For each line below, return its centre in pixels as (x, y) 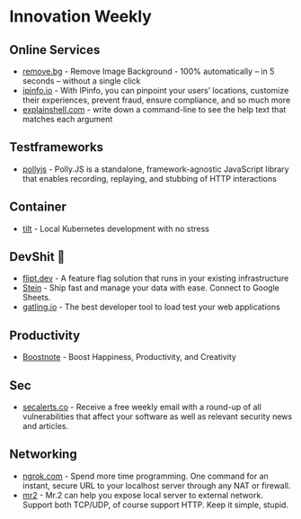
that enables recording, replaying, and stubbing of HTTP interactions (149, 178)
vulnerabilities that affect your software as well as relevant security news (157, 416)
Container (38, 207)
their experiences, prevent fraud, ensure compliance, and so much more (156, 100)
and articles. (45, 426)
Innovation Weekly (81, 17)
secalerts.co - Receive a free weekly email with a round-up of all (142, 407)
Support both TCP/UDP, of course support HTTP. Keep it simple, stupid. (155, 505)
